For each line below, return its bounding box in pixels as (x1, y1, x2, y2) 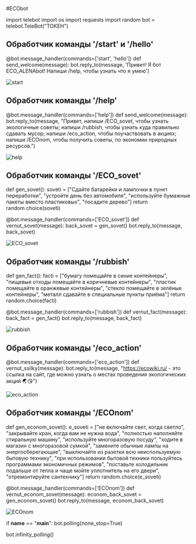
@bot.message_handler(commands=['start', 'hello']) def (6, 55, 142, 62)
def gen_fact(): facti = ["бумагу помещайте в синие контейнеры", (6, 272, 168, 280)
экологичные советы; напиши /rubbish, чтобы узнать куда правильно (6, 123, 180, 130)
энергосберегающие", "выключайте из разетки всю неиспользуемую (6, 448, 181, 455)
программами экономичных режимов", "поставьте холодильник (6, 460, 169, 467)
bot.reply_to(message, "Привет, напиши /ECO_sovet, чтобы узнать (6, 117, 169, 125)
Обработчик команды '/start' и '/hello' (6, 39, 154, 49)
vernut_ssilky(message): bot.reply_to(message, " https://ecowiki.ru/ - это (6, 365, 181, 372)
